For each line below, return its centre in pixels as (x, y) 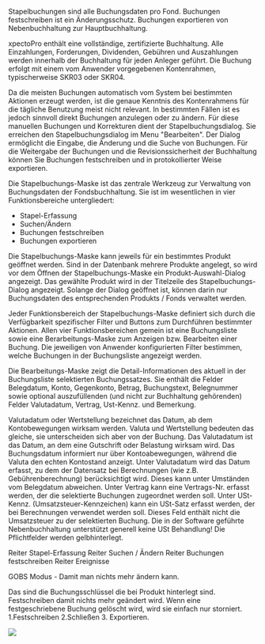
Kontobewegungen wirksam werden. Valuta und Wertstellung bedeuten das (131, 428)
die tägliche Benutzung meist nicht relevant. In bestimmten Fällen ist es (124, 109)
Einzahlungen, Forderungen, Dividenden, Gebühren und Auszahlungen (123, 52)
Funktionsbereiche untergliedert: (61, 200)
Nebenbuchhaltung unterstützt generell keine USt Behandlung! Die (117, 529)
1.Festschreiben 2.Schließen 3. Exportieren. (79, 617)
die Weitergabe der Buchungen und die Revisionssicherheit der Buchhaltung (132, 151)
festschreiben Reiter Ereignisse (59, 561)
